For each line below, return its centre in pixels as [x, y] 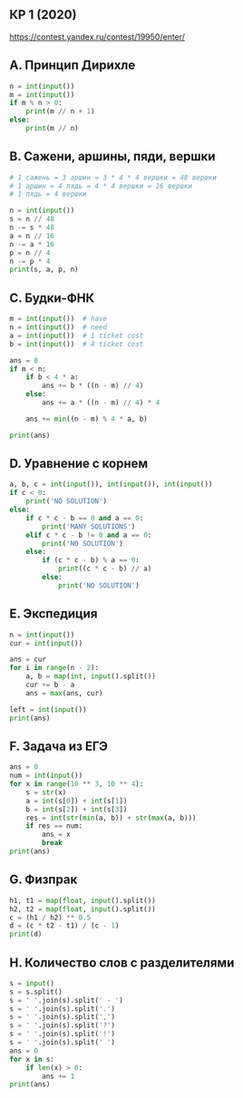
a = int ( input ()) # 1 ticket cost [77, 335]
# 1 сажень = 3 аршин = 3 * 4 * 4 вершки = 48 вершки [113, 177]
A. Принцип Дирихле [73, 66]
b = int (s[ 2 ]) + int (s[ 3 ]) [77, 809]
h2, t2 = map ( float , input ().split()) [83, 909]
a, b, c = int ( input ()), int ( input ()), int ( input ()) [111, 484]
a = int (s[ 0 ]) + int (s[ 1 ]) [77, 801]
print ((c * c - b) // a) [105, 569]
